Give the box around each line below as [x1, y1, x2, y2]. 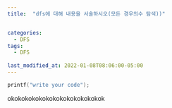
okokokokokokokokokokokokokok [7, 94, 106, 102]
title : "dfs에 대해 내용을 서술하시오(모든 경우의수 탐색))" [7, 10, 166, 18]
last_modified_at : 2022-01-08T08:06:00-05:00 [7, 62, 143, 69]
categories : [7, 29, 42, 36]
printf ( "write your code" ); [7, 81, 90, 88]
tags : [7, 42, 23, 49]
